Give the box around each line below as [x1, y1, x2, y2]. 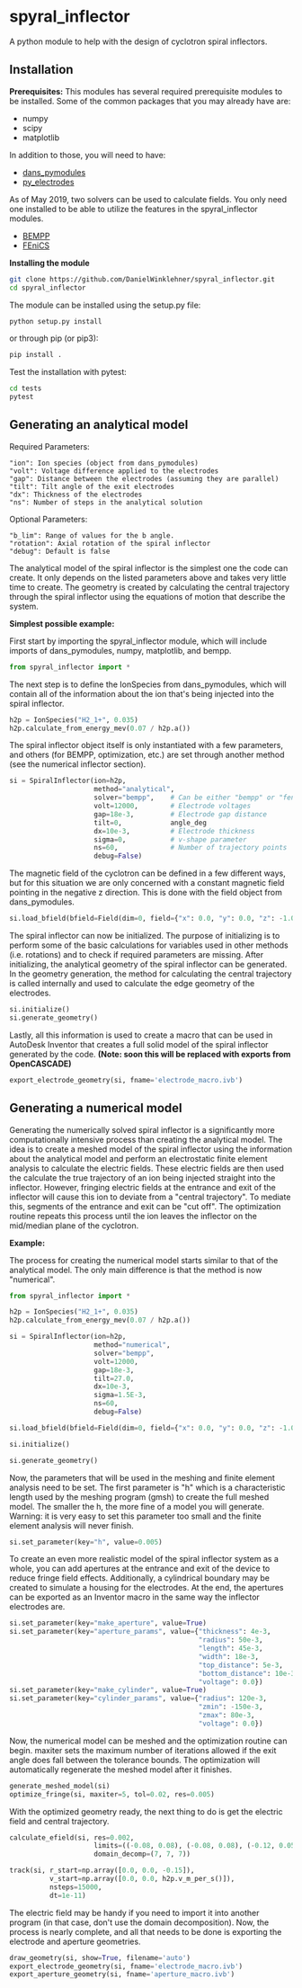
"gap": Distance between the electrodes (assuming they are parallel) [9, 474, 280, 483]
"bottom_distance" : [198, 1669, 271, 1678]
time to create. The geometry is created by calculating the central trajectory [9, 582, 290, 593]
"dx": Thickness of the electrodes [9, 490, 143, 499]
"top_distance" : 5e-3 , [198, 1661, 283, 1670]
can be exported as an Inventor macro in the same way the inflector [9, 1591, 261, 1602]
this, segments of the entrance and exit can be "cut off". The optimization [9, 1200, 281, 1211]
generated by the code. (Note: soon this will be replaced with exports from [9, 1048, 291, 1059]
